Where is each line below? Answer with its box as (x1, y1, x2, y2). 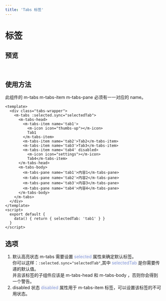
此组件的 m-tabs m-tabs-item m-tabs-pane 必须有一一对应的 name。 (5, 95, 146, 100)
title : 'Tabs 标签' (5, 7, 44, 12)
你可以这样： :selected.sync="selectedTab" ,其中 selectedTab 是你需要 (12, 260, 156, 266)
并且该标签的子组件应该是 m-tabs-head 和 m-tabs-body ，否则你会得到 (12, 272, 159, 278)
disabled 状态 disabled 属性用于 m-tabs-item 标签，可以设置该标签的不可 (12, 285, 162, 291)
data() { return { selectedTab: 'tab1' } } (14, 216, 106, 221)
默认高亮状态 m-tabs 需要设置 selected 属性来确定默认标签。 (12, 253, 137, 260)
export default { (9, 212, 46, 217)
